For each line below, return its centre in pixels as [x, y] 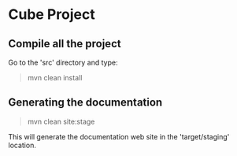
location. [22, 145]
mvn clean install [55, 78]
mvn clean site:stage [61, 121]
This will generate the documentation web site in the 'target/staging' [119, 136]
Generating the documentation [85, 103]
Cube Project [52, 15]
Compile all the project [65, 44]
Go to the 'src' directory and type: [63, 62]
